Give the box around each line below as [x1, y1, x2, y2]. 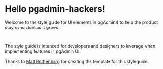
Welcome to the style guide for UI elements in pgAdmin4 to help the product [5, 19, 158, 25]
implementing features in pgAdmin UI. [5, 48, 81, 54]
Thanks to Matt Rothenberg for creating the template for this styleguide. [5, 58, 149, 64]
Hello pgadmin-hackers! [5, 3, 106, 14]
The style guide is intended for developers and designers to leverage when [5, 43, 156, 49]
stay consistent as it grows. [5, 24, 60, 30]
